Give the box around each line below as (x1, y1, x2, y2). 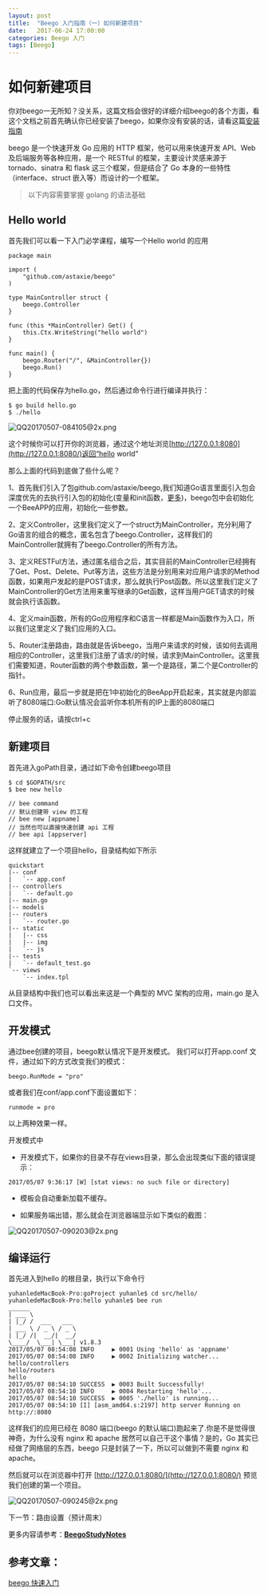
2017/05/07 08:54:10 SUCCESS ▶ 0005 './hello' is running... (8, 1395, 219, 1403)
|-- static (8, 924, 45, 932)
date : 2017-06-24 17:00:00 (8, 26, 105, 34)
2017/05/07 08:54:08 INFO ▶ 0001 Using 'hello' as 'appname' (8, 1346, 230, 1354)
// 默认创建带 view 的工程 (8, 808, 89, 816)
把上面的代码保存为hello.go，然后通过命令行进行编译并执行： (8, 385, 210, 395)
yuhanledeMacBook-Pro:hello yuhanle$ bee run (8, 1296, 162, 1305)
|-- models (8, 903, 45, 911)
